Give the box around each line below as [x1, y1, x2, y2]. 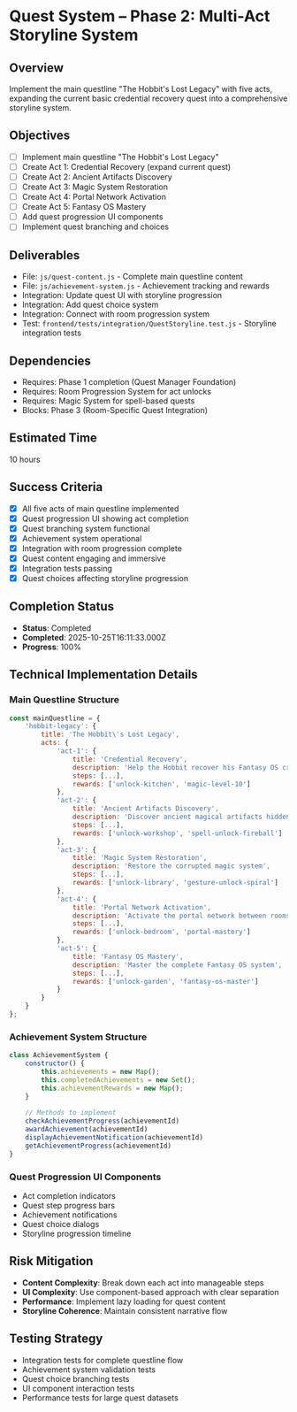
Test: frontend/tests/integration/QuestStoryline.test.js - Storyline [21, 318, 277, 329]
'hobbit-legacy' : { [25, 722, 97, 731]
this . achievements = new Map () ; [41, 1067, 161, 1076]
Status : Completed [21, 622, 92, 633]
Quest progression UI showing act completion [21, 513, 189, 524]
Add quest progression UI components [21, 211, 164, 222]
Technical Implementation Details [9, 667, 198, 682]
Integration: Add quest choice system [21, 299, 159, 311]
